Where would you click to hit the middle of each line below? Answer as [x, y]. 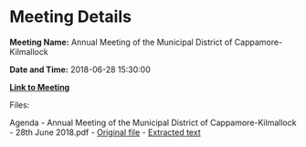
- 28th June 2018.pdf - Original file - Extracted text [105, 132]
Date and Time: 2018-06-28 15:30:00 [80, 69]
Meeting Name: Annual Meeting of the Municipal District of [121, 42]
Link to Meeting [40, 87]
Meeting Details [71, 17]
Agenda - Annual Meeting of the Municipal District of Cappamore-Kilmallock [153, 122]
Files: [20, 105]
